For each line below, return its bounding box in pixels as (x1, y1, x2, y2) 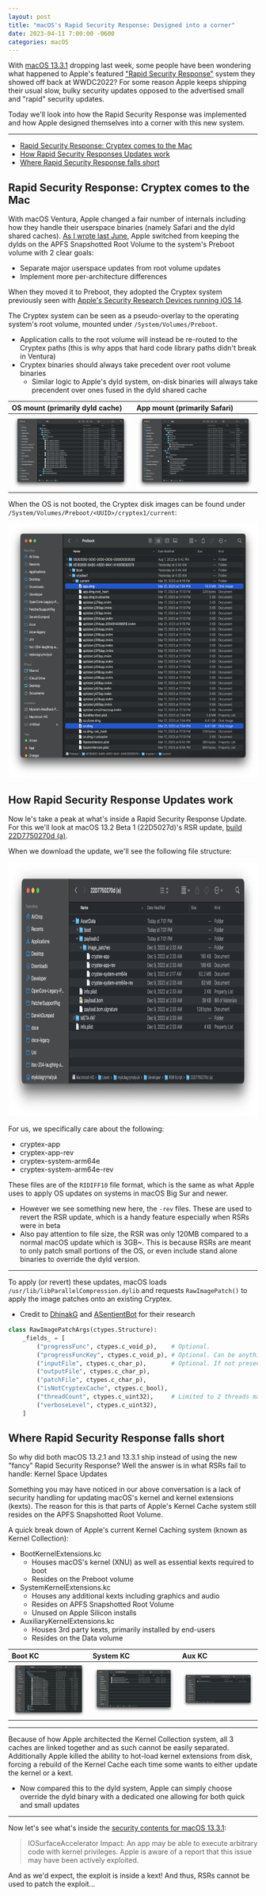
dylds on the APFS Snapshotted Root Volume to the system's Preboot (8, 240, 235, 249)
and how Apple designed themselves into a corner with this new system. (8, 118, 245, 128)
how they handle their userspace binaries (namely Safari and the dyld (8, 223, 235, 232)
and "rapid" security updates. (8, 94, 104, 104)
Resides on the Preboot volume (31, 1575, 135, 1584)
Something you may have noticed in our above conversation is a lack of (8, 1484, 241, 1495)
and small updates (19, 1801, 80, 1810)
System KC (92, 1651, 131, 1660)
